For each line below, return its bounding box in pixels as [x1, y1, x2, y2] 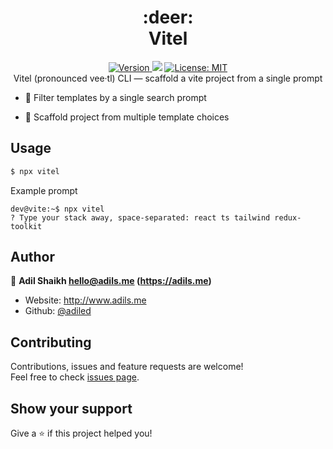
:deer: [142, 6, 194, 29]
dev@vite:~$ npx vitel [10, 204, 105, 214]
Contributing [10, 334, 92, 351]
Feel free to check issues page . [10, 371, 140, 383]
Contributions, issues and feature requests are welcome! [10, 361, 244, 373]
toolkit [10, 221, 43, 231]
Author [10, 249, 55, 266]
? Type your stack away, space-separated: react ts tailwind [10, 212, 271, 223]
